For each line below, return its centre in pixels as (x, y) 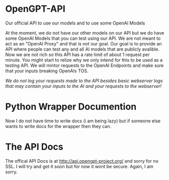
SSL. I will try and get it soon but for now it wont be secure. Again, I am (79, 166)
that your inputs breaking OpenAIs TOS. (47, 71)
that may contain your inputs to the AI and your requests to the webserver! (83, 86)
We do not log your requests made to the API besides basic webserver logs (84, 81)
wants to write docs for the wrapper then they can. (58, 126)
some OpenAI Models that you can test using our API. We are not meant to (83, 38)
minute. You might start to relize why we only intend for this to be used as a (84, 60)
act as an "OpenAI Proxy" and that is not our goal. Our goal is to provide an (84, 43)
